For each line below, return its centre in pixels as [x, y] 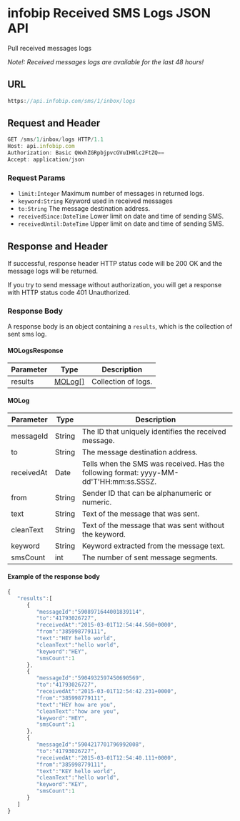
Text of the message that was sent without [153, 525]
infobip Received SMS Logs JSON [109, 13]
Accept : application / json [46, 160]
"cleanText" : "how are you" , [78, 711]
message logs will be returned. [53, 271]
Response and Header [58, 246]
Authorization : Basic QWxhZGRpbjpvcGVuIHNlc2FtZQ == [86, 153]
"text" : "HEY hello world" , [76, 638]
